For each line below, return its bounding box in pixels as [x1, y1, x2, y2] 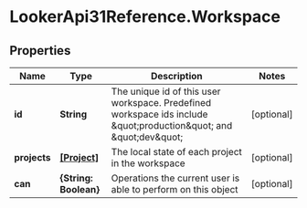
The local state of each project [111, 146, 242, 158]
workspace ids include [111, 108, 208, 120]
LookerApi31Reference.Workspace [9, 6, 281, 27]
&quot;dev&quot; [111, 130, 184, 143]
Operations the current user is [111, 172, 240, 184]
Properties [9, 43, 71, 58]
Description [150, 70, 203, 82]
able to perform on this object [111, 183, 239, 195]
